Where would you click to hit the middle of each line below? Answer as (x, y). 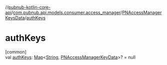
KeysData (15, 18)
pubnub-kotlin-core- (29, 7)
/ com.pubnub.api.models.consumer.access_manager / (67, 12)
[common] (16, 51)
